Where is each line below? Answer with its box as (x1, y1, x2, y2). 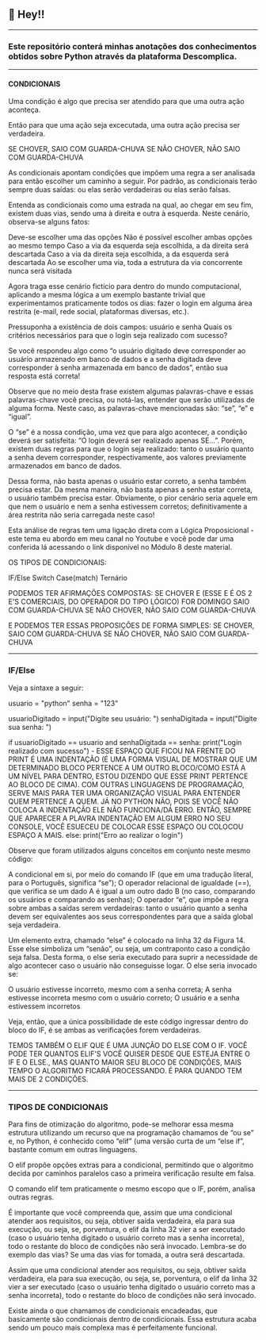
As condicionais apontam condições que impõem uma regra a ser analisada (8, 168, 256, 178)
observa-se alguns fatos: (8, 217, 90, 227)
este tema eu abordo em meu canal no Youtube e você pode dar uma (8, 534, 234, 543)
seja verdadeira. (8, 920, 61, 929)
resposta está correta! (8, 371, 81, 381)
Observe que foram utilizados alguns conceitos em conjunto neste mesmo (8, 846, 251, 855)
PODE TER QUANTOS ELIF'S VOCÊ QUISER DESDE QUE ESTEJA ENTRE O (8, 1049, 251, 1058)
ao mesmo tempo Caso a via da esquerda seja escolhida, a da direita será (8, 241, 249, 251)
